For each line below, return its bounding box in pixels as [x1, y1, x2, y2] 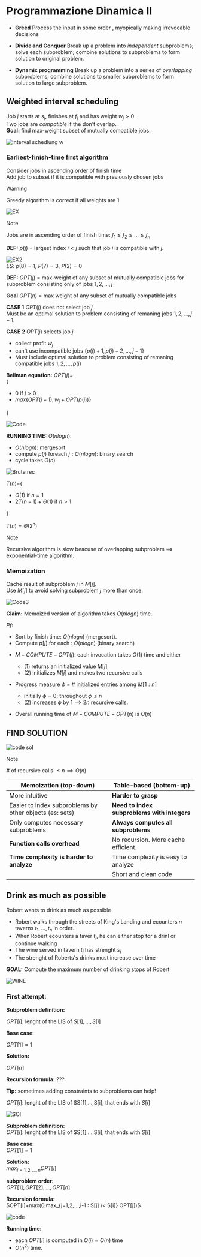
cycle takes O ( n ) [14, 457, 56, 464]
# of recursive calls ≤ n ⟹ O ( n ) [6, 767, 87, 774]
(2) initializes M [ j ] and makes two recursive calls [23, 669, 143, 676]
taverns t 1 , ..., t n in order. [14, 924, 74, 933]
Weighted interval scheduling [6, 97, 119, 107]
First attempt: [6, 993, 47, 1001]
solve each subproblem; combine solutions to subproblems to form [14, 48, 181, 55]
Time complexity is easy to [111, 853, 187, 861]
